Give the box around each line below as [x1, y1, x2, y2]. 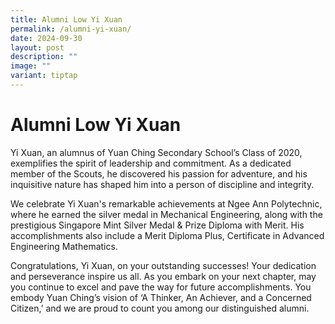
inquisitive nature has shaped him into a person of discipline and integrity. [10, 178, 315, 190]
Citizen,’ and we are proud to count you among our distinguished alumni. [10, 302, 310, 314]
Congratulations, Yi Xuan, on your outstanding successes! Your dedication [10, 259, 317, 271]
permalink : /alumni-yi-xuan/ [10, 24, 132, 34]
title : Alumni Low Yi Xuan [10, 14, 123, 25]
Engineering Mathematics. [10, 240, 118, 252]
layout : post [10, 42, 65, 53]
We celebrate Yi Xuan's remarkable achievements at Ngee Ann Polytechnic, [10, 197, 323, 210]
